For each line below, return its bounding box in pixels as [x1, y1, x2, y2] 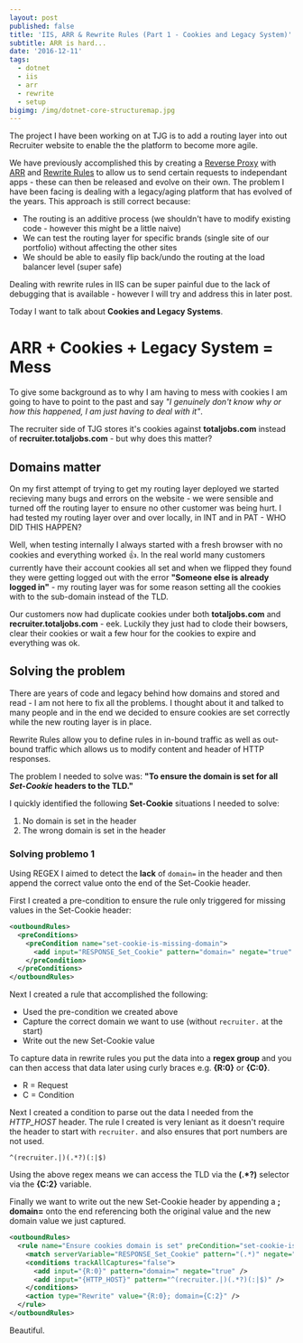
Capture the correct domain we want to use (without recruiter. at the [22, 1016, 283, 1027]
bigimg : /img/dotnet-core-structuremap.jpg [9, 106, 176, 115]
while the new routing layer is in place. [9, 716, 151, 728]
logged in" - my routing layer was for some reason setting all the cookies [9, 582, 281, 592]
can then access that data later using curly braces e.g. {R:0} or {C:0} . [9, 1063, 271, 1074]
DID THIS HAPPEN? [9, 521, 83, 532]
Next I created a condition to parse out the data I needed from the [9, 1107, 254, 1118]
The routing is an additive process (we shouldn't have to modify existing [22, 213, 291, 224]
